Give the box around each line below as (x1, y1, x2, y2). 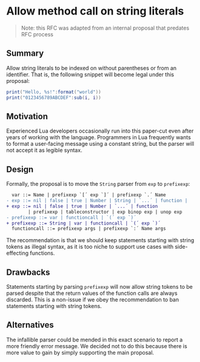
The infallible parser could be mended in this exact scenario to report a (6, 336, 183, 343)
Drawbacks (6, 267, 50, 277)
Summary (6, 48, 44, 59)
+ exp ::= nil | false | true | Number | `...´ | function (6, 203, 158, 209)
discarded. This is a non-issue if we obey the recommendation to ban (6, 296, 179, 303)
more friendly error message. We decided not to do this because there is (6, 342, 187, 349)
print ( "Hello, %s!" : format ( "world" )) (6, 89, 102, 95)
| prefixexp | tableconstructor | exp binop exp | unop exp (28, 209, 182, 215)
